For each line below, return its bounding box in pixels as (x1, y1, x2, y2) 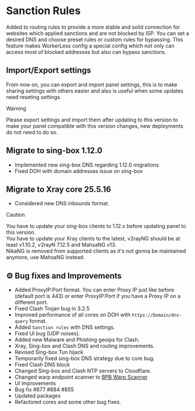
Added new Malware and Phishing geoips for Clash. (14, 336, 140, 344)
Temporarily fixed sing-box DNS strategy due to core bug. (14, 355, 155, 362)
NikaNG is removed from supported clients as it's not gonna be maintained (6, 247, 186, 254)
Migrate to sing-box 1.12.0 (6, 145, 102, 156)
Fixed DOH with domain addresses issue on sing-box (14, 167, 143, 174)
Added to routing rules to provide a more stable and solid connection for (6, 23, 180, 30)
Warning (6, 104, 26, 112)
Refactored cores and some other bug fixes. (14, 399, 121, 406)
